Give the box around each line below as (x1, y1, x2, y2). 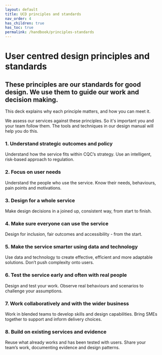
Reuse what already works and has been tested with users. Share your (5, 339, 146, 345)
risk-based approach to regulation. (5, 157, 74, 162)
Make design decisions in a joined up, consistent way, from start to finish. (5, 208, 152, 214)
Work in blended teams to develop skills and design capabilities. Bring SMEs (5, 311, 158, 317)
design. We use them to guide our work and (5, 88, 139, 96)
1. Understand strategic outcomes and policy (5, 140, 113, 147)
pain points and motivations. (5, 185, 62, 191)
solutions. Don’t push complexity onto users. (5, 260, 94, 266)
